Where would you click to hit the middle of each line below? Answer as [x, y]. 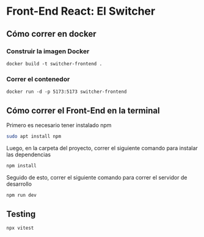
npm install [21, 166]
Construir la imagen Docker [48, 51]
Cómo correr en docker [51, 34]
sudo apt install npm [34, 136]
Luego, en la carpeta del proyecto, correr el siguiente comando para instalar [102, 148]
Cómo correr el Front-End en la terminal [83, 110]
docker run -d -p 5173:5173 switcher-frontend [67, 92]
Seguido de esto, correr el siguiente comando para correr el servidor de [97, 177]
